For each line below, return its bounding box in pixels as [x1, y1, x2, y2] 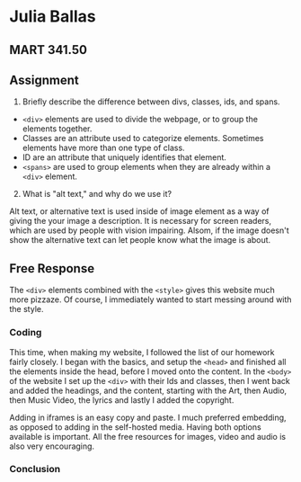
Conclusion [9, 463, 61, 476]
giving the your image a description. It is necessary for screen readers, [9, 216, 272, 227]
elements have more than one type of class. [22, 142, 186, 154]
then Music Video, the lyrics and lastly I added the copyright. [9, 394, 235, 406]
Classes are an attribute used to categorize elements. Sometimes [22, 133, 264, 144]
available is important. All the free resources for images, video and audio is [9, 431, 286, 442]
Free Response [9, 261, 95, 276]
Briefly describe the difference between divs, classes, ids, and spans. [22, 96, 280, 107]
